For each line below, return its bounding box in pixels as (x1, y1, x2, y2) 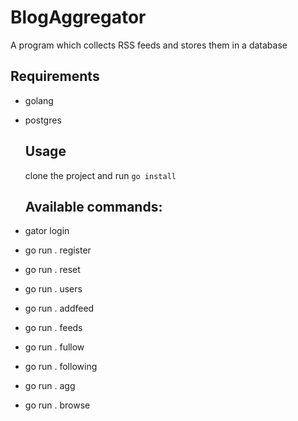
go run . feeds (24, 322, 83, 334)
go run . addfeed (24, 302, 95, 315)
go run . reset (24, 264, 81, 276)
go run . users (24, 283, 83, 295)
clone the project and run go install (24, 169, 177, 181)
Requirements (10, 68, 100, 85)
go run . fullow (24, 341, 85, 353)
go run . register (24, 244, 92, 256)
